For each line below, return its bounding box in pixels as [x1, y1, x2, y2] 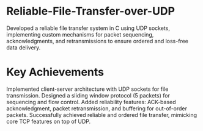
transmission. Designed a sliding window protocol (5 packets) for [6, 91, 170, 99]
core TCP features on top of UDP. [6, 118, 91, 125]
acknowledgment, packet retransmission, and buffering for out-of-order [6, 105, 188, 112]
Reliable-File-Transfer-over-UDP [6, 4, 175, 18]
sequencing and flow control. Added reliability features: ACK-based [6, 98, 176, 105]
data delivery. [6, 44, 41, 51]
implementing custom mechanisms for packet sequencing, [6, 30, 154, 38]
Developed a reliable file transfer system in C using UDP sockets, [6, 24, 170, 32]
